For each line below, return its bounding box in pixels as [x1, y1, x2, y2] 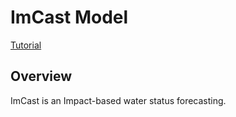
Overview [10, 68, 73, 85]
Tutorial [10, 39, 42, 51]
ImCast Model [10, 6, 129, 29]
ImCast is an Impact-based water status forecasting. [10, 94, 227, 106]
